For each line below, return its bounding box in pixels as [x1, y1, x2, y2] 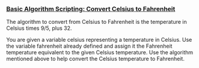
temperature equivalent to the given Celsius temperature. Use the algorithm [6, 49, 194, 56]
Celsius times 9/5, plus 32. [6, 24, 72, 32]
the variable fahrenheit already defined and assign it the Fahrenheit [6, 42, 173, 50]
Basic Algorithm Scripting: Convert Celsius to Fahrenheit [6, 5, 176, 13]
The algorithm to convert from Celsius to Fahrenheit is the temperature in [6, 18, 188, 26]
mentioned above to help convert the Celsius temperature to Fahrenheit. [6, 55, 185, 63]
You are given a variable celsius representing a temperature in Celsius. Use [6, 36, 192, 44]
